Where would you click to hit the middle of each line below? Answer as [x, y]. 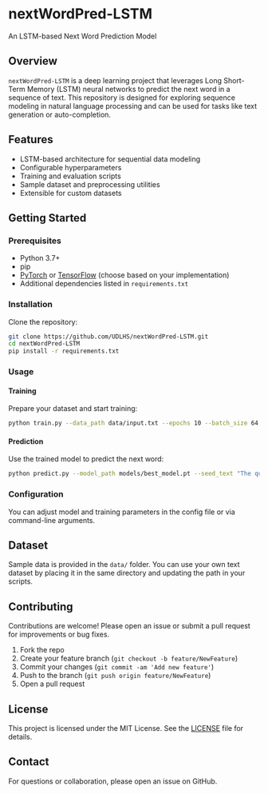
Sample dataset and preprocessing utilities [90, 184]
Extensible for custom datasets [71, 193]
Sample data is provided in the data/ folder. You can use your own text [124, 565]
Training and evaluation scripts [70, 176]
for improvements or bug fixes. [59, 634]
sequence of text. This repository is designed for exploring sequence [122, 98]
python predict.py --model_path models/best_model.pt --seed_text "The [130, 474]
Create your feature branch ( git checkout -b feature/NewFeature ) [128, 658]
